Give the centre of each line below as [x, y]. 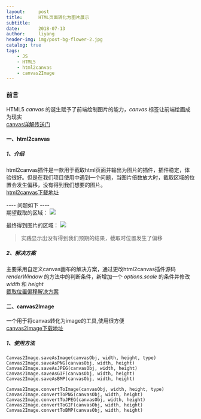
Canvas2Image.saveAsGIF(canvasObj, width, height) [71, 374]
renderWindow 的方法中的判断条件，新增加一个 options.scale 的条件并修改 [98, 277]
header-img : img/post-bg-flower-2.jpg [54, 40]
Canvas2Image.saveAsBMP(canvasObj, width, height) [71, 379]
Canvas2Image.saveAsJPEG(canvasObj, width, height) [72, 369]
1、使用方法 [21, 343]
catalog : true [24, 45]
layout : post [28, 12]
